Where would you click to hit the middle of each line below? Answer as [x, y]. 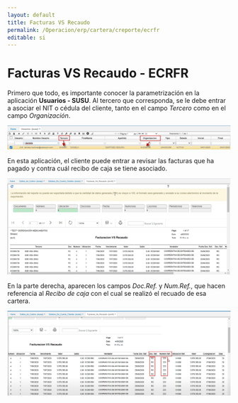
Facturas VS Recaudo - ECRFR [98, 73]
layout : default [31, 15]
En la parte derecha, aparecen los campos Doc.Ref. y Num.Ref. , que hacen [116, 286]
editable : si [27, 38]
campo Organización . [39, 116]
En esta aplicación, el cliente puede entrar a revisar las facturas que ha [111, 161]
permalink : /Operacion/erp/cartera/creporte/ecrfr [84, 30]
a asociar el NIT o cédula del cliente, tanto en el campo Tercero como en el [117, 108]
